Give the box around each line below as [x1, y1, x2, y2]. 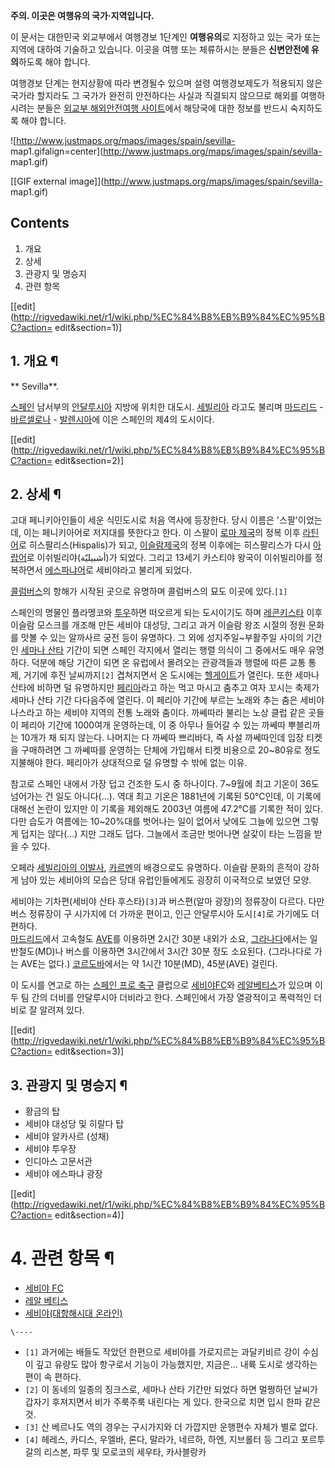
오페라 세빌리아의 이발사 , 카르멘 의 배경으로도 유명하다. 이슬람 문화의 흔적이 [10, 862, 302, 874]
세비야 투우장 [24, 1143, 77, 1155]
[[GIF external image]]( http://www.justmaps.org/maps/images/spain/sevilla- [10, 175, 323, 187]
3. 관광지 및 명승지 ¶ [10, 1077, 128, 1094]
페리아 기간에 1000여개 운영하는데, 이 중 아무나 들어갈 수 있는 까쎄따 [20, 719, 287, 731]
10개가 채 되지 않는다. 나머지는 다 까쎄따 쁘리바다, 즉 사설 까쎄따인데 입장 [20, 732, 305, 744]
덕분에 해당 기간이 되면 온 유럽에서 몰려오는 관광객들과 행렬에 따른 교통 [31, 657, 307, 669]
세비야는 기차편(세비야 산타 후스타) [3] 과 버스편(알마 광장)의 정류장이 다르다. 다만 [10, 895, 325, 908]
